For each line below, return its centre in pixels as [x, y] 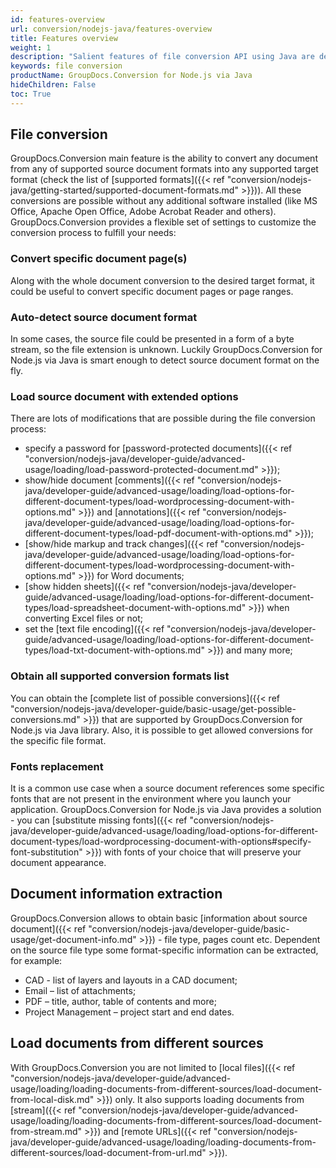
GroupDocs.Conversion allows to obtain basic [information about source [159, 918]
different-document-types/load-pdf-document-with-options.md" [158, 533]
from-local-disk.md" [52, 1099]
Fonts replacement [57, 766]
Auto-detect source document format [104, 317]
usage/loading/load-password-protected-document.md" [141, 470]
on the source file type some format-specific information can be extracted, [164, 950]
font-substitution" [46, 852]
